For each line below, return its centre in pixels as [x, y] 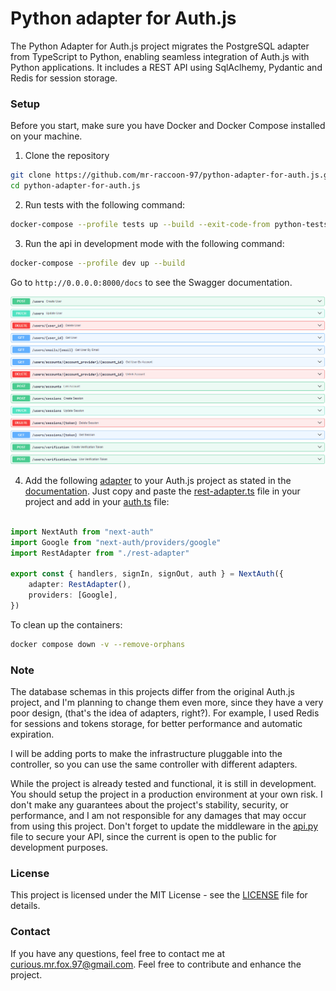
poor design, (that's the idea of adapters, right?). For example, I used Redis [165, 713]
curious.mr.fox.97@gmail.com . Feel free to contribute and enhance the [156, 964]
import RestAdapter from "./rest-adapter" [100, 553]
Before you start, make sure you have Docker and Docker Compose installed [168, 126]
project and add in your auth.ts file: [97, 501]
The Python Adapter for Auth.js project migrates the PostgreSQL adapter [160, 46]
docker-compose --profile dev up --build [98, 263]
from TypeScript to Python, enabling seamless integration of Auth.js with [160, 56]
